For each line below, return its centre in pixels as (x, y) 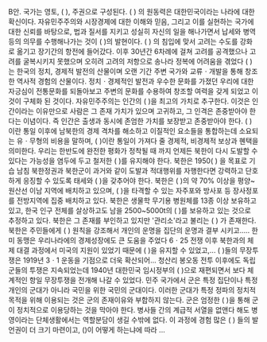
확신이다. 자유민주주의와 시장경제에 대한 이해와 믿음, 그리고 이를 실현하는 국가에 (131, 21)
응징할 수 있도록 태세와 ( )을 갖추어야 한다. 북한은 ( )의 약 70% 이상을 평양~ (139, 181)
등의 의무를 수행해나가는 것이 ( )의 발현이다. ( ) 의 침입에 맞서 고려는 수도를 (123, 41)
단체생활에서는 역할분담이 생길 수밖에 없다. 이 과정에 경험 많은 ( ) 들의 (143, 320)
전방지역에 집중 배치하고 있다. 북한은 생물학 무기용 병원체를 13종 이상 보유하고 (136, 200)
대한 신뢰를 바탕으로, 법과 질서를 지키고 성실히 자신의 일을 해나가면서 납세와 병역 (132, 31)
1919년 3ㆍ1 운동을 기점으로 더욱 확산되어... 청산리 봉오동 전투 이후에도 (132, 260)
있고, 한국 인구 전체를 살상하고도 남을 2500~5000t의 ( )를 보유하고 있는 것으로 (130, 210)
